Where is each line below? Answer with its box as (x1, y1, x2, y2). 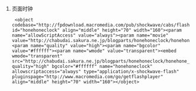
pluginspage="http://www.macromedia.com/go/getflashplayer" (11, 74, 163, 80)
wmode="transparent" (11, 53, 63, 59)
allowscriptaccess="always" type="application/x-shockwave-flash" (11, 69, 179, 74)
